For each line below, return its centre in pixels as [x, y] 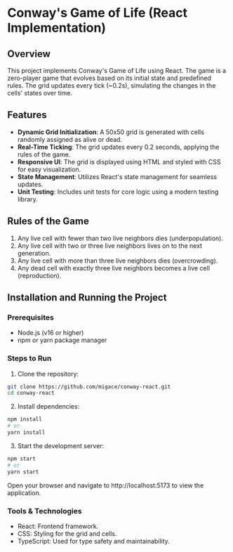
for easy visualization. [49, 169]
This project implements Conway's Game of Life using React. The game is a [117, 71]
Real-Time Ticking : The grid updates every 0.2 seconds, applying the [118, 147]
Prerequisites [31, 317]
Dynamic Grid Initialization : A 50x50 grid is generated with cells [111, 132]
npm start [22, 459]
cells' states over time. [40, 93]
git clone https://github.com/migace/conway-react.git [89, 387]
